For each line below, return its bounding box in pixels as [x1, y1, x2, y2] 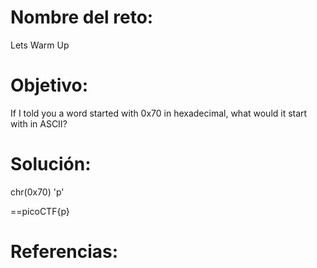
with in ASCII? [10, 117, 68, 130]
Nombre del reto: [10, 6, 154, 29]
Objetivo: [10, 74, 89, 97]
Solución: [10, 153, 92, 176]
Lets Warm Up [10, 39, 70, 51]
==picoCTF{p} [10, 205, 70, 217]
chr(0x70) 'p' [10, 186, 65, 198]
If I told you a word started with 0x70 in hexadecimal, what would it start [10, 107, 308, 119]
